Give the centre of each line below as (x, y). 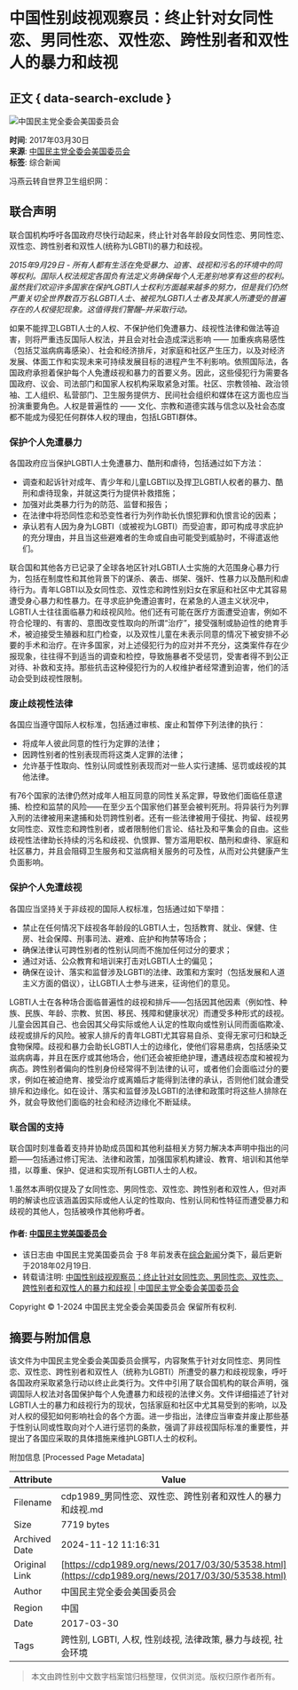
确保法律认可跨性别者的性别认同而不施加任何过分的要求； (127, 949)
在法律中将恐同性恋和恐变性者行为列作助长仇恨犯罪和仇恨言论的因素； (150, 515)
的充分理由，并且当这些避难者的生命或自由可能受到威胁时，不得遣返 (146, 537)
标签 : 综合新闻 (35, 162)
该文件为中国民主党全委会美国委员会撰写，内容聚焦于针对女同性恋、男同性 (145, 1361)
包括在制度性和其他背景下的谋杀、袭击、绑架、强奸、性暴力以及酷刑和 (153, 579)
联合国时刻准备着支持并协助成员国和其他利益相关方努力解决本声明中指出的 (145, 1148)
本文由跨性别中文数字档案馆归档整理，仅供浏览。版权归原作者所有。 (155, 1677)
